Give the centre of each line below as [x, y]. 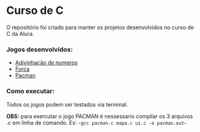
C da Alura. [20, 33]
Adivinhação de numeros [46, 63]
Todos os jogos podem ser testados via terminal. [67, 104]
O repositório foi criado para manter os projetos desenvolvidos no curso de [100, 27]
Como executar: [30, 91]
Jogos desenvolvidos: [40, 49]
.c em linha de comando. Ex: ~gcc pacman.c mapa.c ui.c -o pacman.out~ [97, 122]
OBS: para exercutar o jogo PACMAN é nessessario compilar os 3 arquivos [100, 116]
